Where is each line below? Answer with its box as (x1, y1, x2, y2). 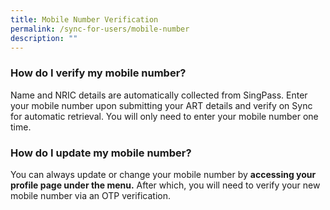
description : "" (10, 33, 78, 43)
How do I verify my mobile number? (10, 66, 187, 80)
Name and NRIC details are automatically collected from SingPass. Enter (10, 89, 308, 101)
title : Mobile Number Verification (10, 14, 159, 25)
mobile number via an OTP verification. (10, 189, 171, 201)
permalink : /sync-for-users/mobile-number (10, 24, 190, 34)
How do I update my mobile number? (10, 146, 192, 160)
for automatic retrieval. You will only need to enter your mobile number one (10, 110, 319, 122)
